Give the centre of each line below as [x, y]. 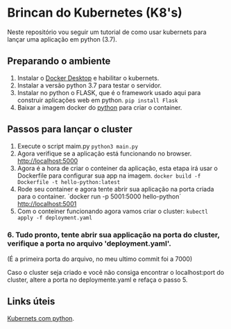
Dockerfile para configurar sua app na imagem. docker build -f [109, 176]
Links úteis [31, 302]
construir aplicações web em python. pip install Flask [97, 100]
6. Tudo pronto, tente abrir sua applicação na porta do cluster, [113, 235]
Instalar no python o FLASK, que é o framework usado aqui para [109, 92]
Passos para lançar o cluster [70, 129]
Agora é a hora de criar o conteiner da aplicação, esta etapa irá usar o [118, 168]
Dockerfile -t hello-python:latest [69, 182]
